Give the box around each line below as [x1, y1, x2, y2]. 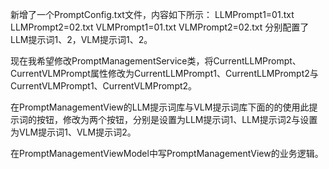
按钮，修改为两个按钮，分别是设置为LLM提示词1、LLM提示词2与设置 [36, 114, 318, 125]
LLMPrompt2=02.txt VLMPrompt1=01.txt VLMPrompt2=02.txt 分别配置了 [10, 21, 310, 33]
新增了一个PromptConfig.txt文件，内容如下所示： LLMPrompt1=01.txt [10, 9, 295, 20]
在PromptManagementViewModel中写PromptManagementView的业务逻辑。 [10, 148, 324, 159]
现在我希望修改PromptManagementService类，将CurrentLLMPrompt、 [10, 55, 302, 67]
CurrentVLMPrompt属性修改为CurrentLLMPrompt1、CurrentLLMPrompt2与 [10, 68, 319, 79]
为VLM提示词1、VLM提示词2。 [10, 126, 137, 138]
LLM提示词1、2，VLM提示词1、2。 [10, 34, 153, 45]
